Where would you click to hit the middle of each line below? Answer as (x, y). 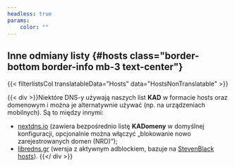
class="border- (164, 56)
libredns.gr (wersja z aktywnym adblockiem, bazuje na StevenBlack (116, 149)
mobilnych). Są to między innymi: (55, 113)
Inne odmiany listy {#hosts (68, 56)
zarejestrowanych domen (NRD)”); (67, 142)
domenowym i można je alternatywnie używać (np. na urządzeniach (107, 105)
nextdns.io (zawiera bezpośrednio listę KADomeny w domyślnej (111, 126)
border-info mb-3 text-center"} (113, 67)
